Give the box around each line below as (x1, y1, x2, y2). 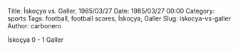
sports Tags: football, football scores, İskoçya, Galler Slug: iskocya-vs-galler (7, 14, 232, 23)
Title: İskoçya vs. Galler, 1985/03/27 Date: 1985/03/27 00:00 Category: (7, 7, 215, 15)
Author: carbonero (7, 22, 62, 30)
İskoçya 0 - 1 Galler (7, 35, 64, 44)
